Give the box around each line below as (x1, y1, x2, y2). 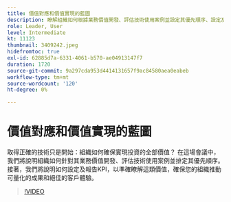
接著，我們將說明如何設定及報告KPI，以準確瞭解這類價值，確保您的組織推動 (7, 165, 222, 173)
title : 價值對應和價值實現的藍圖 (7, 10, 91, 17)
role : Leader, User (7, 23, 63, 29)
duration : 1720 (7, 61, 51, 68)
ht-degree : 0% (7, 86, 48, 93)
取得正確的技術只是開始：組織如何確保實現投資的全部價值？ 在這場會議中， (7, 148, 220, 156)
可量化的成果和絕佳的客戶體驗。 (7, 174, 98, 182)
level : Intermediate (7, 29, 67, 36)
